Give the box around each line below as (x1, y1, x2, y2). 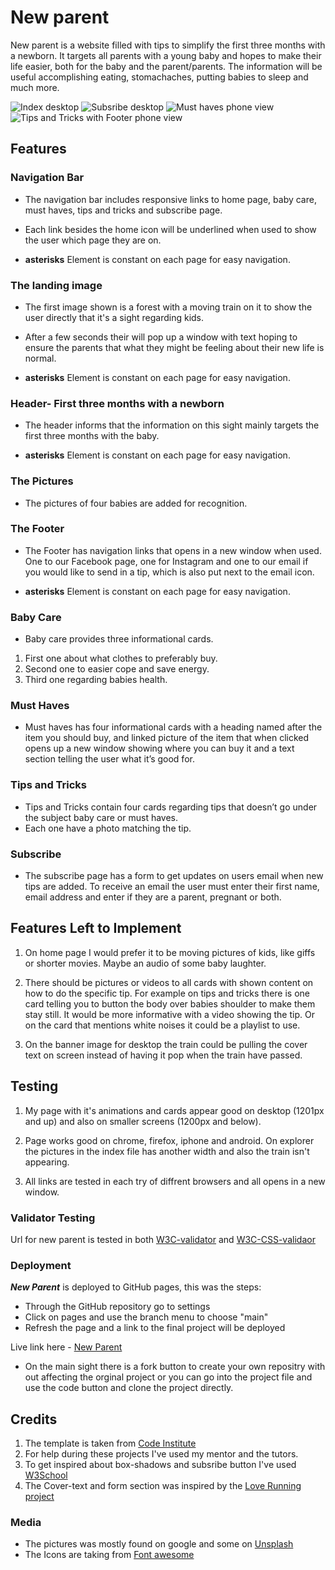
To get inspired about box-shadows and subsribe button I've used (24, 1459, 297, 1471)
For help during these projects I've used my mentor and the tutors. (24, 1448, 299, 1460)
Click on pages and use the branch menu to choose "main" (24, 1311, 269, 1323)
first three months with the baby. (24, 430, 160, 442)
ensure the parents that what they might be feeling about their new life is (24, 341, 325, 353)
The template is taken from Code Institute (24, 1437, 197, 1450)
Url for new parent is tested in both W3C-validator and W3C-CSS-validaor (10, 1233, 316, 1245)
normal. (24, 352, 57, 364)
